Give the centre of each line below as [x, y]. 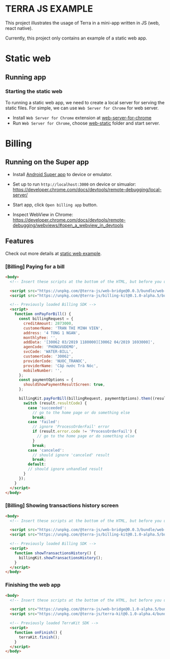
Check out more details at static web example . [54, 253]
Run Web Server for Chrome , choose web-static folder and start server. [86, 123]
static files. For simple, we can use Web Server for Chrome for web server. [82, 108]
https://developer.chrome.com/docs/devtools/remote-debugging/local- [87, 189]
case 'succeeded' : [47, 408]
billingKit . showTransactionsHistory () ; [60, 558]
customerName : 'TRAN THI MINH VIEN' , [63, 328]
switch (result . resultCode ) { [55, 403]
